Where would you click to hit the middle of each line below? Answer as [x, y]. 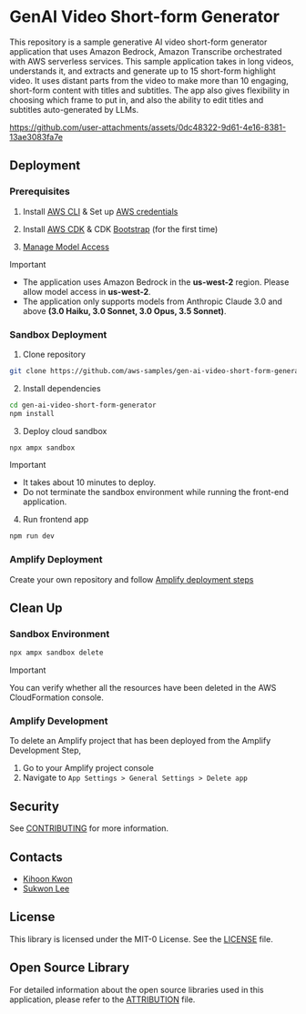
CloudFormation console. [57, 697]
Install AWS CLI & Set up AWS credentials [100, 211]
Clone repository [54, 354]
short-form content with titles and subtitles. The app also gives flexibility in [149, 90]
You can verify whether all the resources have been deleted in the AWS [143, 688]
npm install [32, 413]
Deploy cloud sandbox [65, 431]
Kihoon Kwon [47, 879]
